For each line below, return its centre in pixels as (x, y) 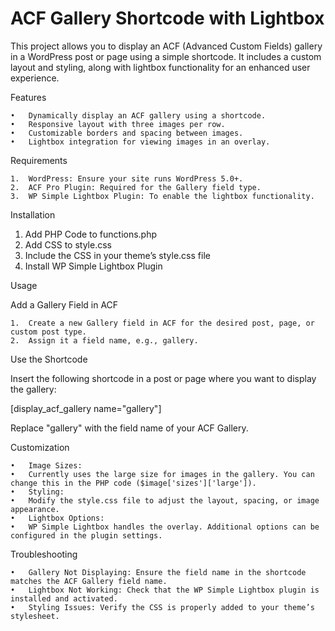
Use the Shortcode (49, 359)
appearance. (35, 509)
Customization (40, 447)
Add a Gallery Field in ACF (64, 304)
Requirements (39, 160)
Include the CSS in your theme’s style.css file (117, 255)
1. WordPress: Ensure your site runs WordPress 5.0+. (127, 178)
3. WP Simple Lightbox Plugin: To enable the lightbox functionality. (162, 196)
